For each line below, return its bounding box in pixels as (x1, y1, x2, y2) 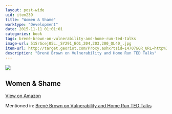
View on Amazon (5, 93, 41, 99)
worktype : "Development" (5, 22, 58, 27)
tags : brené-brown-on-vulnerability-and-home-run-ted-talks (5, 36, 137, 42)
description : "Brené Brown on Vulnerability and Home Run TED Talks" (5, 50, 157, 55)
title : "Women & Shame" (5, 17, 56, 22)
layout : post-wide (5, 7, 45, 13)
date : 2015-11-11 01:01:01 (5, 27, 63, 32)
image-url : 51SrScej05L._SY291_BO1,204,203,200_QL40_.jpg (5, 41, 132, 46)
